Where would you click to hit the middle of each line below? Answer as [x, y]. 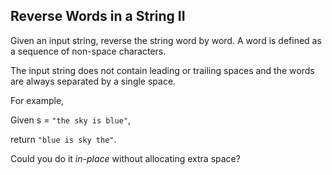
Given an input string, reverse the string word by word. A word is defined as [166, 40]
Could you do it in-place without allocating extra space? [125, 158]
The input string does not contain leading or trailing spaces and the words [162, 70]
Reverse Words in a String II [98, 16]
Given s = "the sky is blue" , [71, 120]
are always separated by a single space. [93, 81]
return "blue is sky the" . [63, 139]
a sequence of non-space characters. [88, 51]
